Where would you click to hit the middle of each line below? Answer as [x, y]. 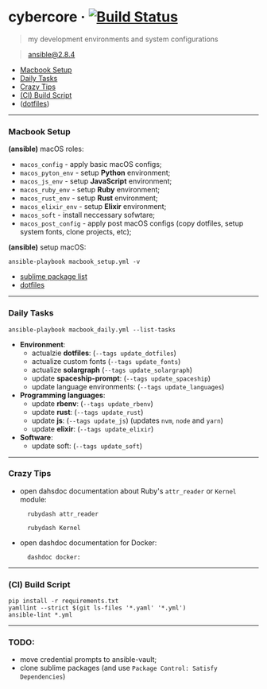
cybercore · [47, 17]
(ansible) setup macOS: [47, 247]
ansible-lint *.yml [41, 615]
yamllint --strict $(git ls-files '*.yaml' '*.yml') [97, 608]
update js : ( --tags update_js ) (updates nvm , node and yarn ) [128, 420]
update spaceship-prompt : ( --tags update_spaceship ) [121, 378]
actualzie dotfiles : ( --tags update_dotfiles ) [104, 353]
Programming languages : [62, 395]
